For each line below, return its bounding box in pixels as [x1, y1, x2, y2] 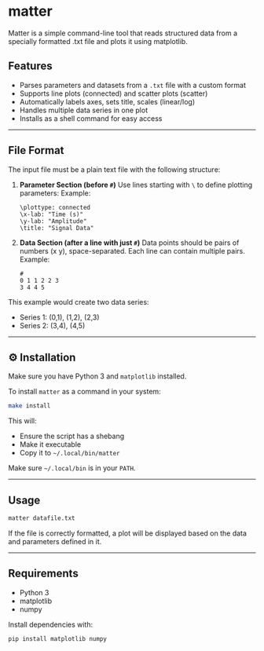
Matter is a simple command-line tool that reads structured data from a [8, 28, 238, 38]
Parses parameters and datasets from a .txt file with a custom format [19, 80, 246, 90]
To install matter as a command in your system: [8, 387, 161, 397]
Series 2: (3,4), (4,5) [19, 320, 86, 330]
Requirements [8, 567, 79, 580]
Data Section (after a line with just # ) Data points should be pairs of [19, 238, 240, 247]
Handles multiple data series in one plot [19, 105, 148, 115]
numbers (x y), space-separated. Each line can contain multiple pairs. [19, 246, 245, 255]
